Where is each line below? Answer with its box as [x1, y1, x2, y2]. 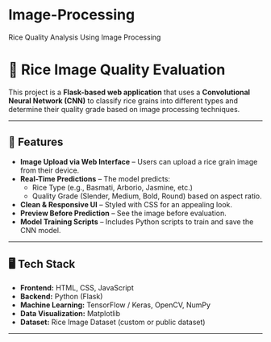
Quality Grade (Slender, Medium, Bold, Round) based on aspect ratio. [31, 191, 262, 201]
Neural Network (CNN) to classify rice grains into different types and [8, 95, 238, 106]
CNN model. [19, 225, 61, 235]
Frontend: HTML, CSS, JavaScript [19, 282, 135, 292]
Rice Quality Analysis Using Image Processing [8, 32, 161, 42]
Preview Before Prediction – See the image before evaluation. [19, 208, 227, 218]
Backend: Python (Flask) [19, 291, 103, 301]
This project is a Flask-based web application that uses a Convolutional [8, 87, 251, 97]
